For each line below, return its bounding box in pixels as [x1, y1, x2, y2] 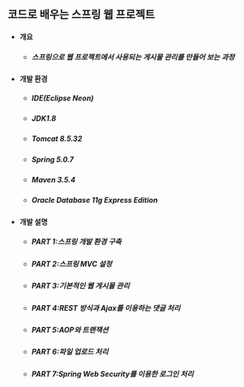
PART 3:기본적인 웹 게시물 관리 [31, 281, 131, 290]
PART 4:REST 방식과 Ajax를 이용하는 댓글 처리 [31, 303, 181, 312]
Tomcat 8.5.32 [31, 134, 83, 144]
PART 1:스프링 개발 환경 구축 [31, 237, 122, 247]
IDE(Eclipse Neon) [31, 92, 94, 103]
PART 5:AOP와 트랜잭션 [31, 325, 109, 334]
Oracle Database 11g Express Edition [31, 196, 158, 205]
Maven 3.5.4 [31, 175, 76, 185]
